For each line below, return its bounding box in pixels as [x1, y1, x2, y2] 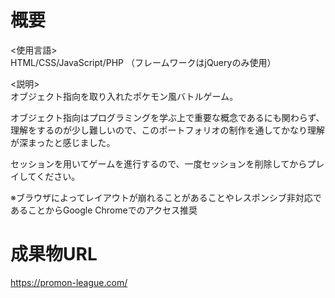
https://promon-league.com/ [10, 276, 128, 288]
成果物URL [10, 243, 98, 266]
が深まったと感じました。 [10, 136, 116, 148]
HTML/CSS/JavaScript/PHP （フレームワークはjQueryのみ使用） [10, 56, 277, 68]
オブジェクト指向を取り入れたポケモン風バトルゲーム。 [10, 90, 238, 102]
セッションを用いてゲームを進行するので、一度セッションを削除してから [10, 157, 308, 170]
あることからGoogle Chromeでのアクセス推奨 [10, 204, 198, 216]
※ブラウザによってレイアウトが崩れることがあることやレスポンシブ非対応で [10, 191, 322, 203]
